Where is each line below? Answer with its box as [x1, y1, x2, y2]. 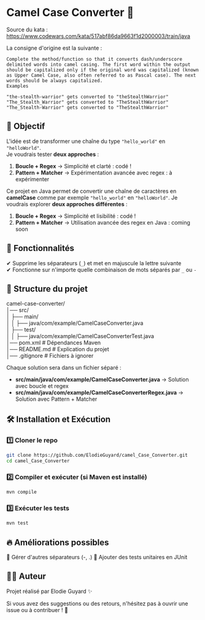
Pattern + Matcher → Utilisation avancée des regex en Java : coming [15, 219, 190, 226]
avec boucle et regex [15, 382, 69, 390]
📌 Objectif [6, 121, 45, 131]
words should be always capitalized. [6, 77, 103, 83]
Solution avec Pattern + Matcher [15, 395, 98, 403]
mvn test [6, 520, 29, 527]
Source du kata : [6, 26, 48, 33]
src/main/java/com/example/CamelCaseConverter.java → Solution [15, 376, 189, 383]
